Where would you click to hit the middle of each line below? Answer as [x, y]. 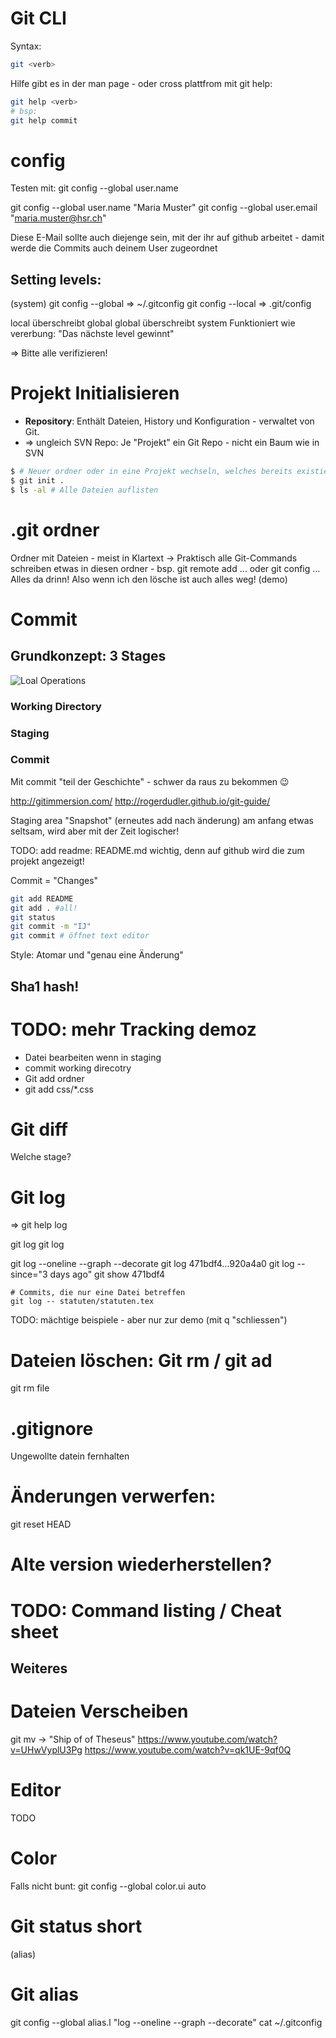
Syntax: [26, 46]
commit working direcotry [78, 1068]
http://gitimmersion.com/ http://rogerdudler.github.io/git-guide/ [140, 801]
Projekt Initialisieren [95, 393]
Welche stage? [41, 1157]
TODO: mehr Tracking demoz [133, 1029]
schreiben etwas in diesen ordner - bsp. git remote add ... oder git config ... [165, 568]
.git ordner [55, 529]
